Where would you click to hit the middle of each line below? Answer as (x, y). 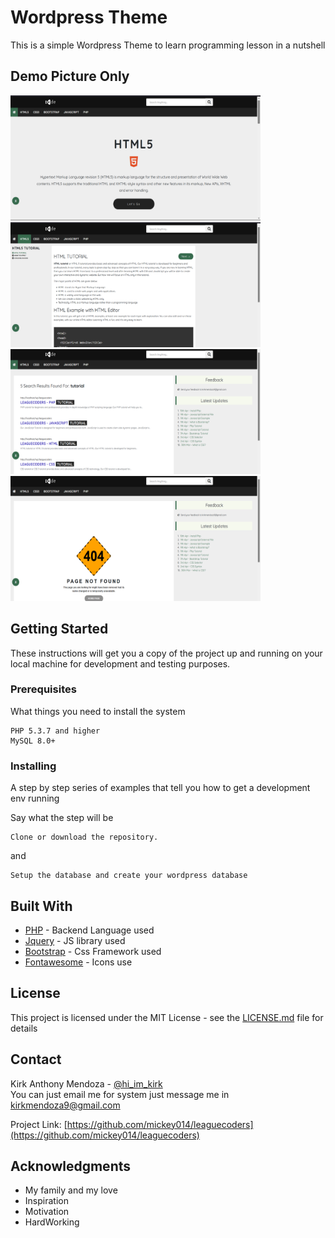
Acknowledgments (71, 1166)
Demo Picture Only (70, 76)
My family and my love (71, 1190)
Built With (41, 906)
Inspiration (46, 1201)
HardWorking (52, 1222)
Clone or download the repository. (84, 837)
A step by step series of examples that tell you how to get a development (160, 788)
